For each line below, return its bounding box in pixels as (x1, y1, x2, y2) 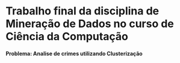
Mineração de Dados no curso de (5, 17, 174, 31)
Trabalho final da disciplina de (5, 4, 160, 18)
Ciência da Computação (5, 30, 129, 43)
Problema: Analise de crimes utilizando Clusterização (5, 50, 143, 57)
